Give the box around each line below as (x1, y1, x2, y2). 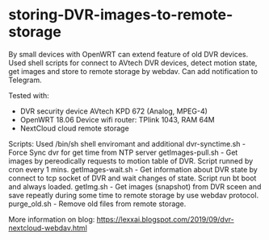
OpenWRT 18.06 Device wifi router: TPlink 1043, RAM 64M (19, 114, 216, 124)
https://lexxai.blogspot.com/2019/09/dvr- (96, 214, 234, 224)
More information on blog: (8, 214, 95, 224)
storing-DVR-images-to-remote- (8, 6, 233, 24)
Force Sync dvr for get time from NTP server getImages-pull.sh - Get (8, 147, 238, 157)
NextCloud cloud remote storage (19, 123, 129, 133)
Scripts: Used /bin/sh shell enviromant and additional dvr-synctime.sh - (8, 139, 246, 148)
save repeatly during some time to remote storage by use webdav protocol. (8, 190, 259, 200)
